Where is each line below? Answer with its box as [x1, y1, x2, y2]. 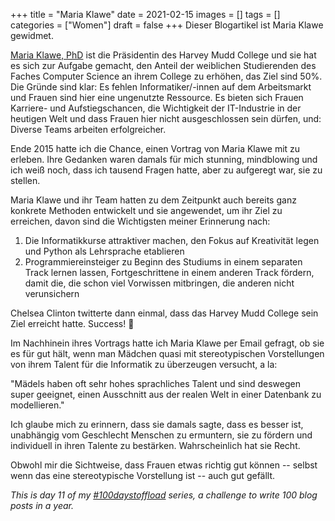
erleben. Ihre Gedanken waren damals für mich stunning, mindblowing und [10, 154, 318, 165]
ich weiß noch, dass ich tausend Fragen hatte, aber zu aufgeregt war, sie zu [10, 164, 323, 176]
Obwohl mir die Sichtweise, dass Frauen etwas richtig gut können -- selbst [10, 459, 318, 471]
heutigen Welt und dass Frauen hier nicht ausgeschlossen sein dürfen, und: [10, 113, 322, 124]
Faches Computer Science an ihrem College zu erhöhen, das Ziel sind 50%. [10, 70, 323, 82]
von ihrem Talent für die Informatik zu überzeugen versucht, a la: [10, 359, 278, 370]
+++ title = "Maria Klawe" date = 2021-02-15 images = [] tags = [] [10, 9, 281, 20]
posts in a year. [10, 500, 74, 511]
